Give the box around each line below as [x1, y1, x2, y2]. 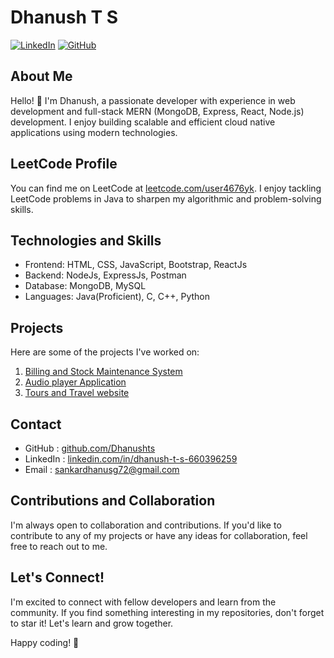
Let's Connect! [10, 569, 105, 586]
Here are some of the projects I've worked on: [10, 346, 200, 358]
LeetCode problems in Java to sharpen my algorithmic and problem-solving [10, 192, 322, 205]
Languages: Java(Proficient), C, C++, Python [24, 291, 210, 303]
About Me [10, 68, 73, 85]
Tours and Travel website [24, 387, 130, 399]
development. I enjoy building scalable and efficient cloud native [10, 116, 276, 128]
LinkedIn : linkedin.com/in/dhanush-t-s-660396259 [24, 453, 238, 465]
